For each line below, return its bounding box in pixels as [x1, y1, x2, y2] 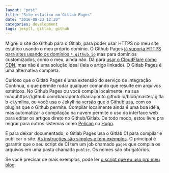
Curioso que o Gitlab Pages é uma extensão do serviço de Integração [5, 77, 151, 83]
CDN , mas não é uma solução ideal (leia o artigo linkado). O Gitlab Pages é [5, 62, 162, 68]
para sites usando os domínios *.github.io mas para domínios [5, 51, 137, 57]
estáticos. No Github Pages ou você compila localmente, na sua [5, 88, 139, 94]
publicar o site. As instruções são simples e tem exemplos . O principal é [5, 136, 156, 142]
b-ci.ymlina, [5, 99, 31, 105]
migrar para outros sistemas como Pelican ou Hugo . [5, 121, 115, 127]
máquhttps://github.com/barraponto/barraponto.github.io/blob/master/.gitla [5, 94, 164, 100]
